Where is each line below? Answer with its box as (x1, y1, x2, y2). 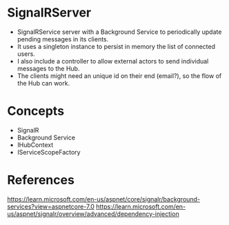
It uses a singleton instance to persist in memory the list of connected (17, 42, 216, 50)
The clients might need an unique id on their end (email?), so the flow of (17, 71, 222, 80)
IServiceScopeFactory (17, 148, 81, 156)
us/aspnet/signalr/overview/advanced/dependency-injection (7, 209, 179, 218)
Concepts (7, 104, 64, 119)
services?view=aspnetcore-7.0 (7, 202, 94, 211)
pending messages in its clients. (17, 35, 109, 43)
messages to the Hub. (17, 64, 80, 72)
